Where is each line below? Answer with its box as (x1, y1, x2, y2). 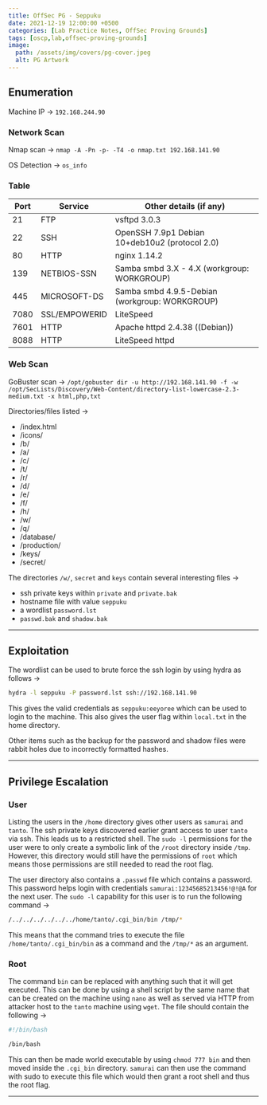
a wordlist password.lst (19, 605, 97, 615)
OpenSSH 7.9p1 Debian (114, 227, 205, 238)
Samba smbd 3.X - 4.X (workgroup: (114, 263, 250, 274)
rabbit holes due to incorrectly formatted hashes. (8, 745, 168, 754)
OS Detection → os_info (8, 160, 87, 170)
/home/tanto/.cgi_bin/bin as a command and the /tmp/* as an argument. (8, 938, 249, 948)
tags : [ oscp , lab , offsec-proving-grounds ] (8, 33, 148, 42)
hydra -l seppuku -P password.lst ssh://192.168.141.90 (8, 689, 197, 698)
